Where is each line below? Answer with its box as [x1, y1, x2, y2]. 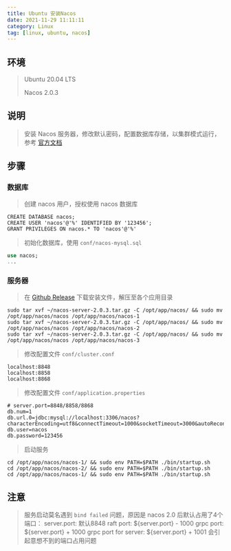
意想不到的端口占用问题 [30, 537, 97, 545]
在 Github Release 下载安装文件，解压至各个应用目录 [23, 293, 173, 301]
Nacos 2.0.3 [23, 89, 58, 97]
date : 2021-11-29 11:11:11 [7, 17, 85, 23]
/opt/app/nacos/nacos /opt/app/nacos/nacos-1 [7, 312, 140, 320]
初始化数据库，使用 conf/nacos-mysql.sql [23, 238, 142, 246]
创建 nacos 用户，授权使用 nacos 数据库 [23, 199, 138, 208]
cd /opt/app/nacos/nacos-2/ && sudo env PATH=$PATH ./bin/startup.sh [7, 465, 211, 472]
